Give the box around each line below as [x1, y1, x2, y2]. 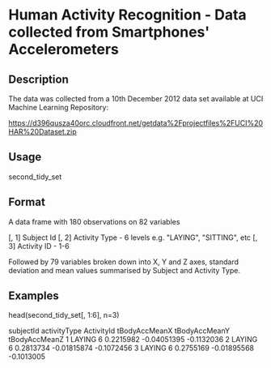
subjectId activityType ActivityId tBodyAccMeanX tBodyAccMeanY [8, 326, 231, 336]
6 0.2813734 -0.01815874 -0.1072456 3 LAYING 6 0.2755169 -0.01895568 [8, 343, 255, 353]
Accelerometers [8, 41, 120, 58]
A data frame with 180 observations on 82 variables [8, 216, 180, 226]
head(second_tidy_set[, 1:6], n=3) [8, 310, 120, 320]
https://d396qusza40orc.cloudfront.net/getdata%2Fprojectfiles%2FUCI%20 [8, 118, 264, 127]
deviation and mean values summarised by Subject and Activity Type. [8, 265, 241, 275]
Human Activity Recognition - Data [8, 6, 247, 24]
